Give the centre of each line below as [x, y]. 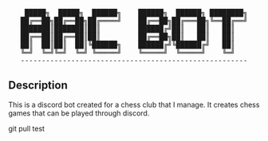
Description [38, 86]
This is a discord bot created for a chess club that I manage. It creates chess [134, 104]
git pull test [27, 128]
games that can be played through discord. [79, 113]
